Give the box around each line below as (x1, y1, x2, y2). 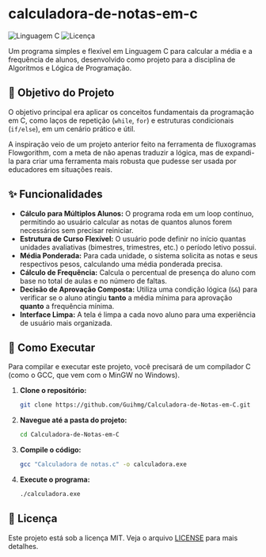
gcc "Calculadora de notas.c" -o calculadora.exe (19, 460, 188, 468)
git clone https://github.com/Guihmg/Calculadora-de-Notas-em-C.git (19, 401, 251, 409)
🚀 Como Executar (8, 341, 96, 354)
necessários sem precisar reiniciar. (19, 225, 134, 235)
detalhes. (8, 541, 39, 551)
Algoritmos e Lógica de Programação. (8, 63, 132, 72)
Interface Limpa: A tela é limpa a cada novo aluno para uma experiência (19, 310, 256, 319)
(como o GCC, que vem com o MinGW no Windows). (8, 370, 180, 380)
